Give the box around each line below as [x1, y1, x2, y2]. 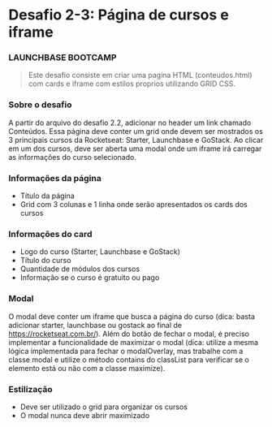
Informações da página [8, 172, 101, 183]
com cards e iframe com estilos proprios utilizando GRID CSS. [28, 79, 236, 88]
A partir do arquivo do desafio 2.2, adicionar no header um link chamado [8, 118, 252, 127]
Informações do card [8, 229, 93, 239]
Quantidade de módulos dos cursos [19, 264, 140, 274]
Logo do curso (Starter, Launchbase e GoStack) [19, 247, 181, 257]
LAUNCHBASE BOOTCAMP [8, 52, 117, 63]
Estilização [8, 383, 53, 395]
